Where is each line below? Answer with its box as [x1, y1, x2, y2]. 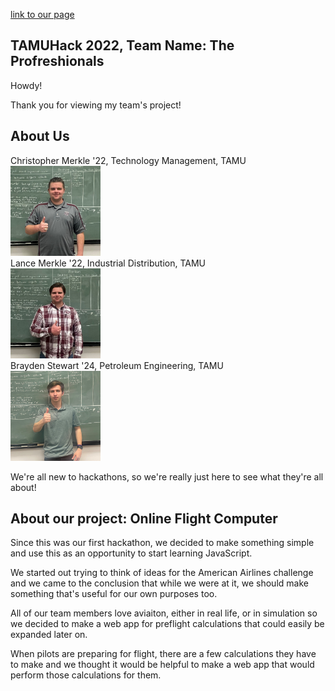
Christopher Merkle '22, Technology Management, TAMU [10, 154, 247, 166]
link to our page [10, 9, 75, 20]
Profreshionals [10, 53, 105, 70]
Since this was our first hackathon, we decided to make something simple [10, 537, 315, 549]
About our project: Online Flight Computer [10, 510, 278, 528]
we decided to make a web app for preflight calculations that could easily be [10, 618, 325, 630]
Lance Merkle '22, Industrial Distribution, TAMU [10, 257, 206, 269]
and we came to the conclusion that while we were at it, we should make [10, 577, 309, 589]
